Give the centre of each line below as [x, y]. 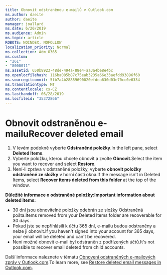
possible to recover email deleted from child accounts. [69, 247]
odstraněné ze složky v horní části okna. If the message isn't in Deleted [86, 175]
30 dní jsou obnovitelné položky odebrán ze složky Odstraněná [78, 210]
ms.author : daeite [24, 15]
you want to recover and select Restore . [54, 164]
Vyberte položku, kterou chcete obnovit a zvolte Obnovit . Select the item [87, 159]
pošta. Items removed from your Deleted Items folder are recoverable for [87, 215]
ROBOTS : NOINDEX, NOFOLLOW [33, 43]
